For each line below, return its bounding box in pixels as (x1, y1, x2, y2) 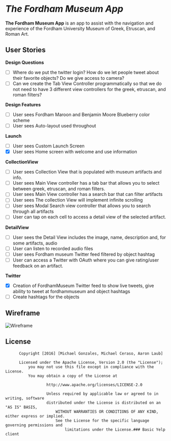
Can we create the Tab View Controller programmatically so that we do (12, 80, 162, 86)
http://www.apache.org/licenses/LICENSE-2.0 (46, 382, 143, 387)
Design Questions (5, 59, 44, 65)
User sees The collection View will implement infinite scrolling (12, 197, 143, 203)
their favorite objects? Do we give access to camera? (12, 75, 125, 81)
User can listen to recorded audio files (12, 245, 93, 251)
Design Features (5, 101, 41, 107)
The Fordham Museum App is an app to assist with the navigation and (5, 20, 154, 26)
